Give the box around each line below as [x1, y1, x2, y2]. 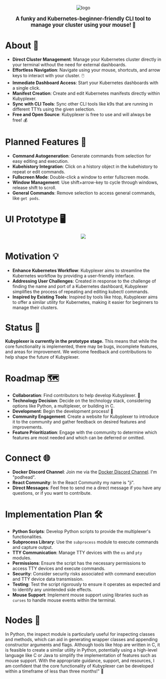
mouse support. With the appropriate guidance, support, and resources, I [5, 658, 155, 664]
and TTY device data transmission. [12, 576, 84, 582]
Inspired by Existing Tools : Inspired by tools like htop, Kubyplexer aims [12, 294, 158, 300]
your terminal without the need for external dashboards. [12, 61, 127, 67]
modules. [12, 555, 32, 561]
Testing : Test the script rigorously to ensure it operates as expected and [12, 581, 161, 587]
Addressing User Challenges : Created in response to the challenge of [12, 278, 156, 284]
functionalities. [12, 534, 43, 540]
